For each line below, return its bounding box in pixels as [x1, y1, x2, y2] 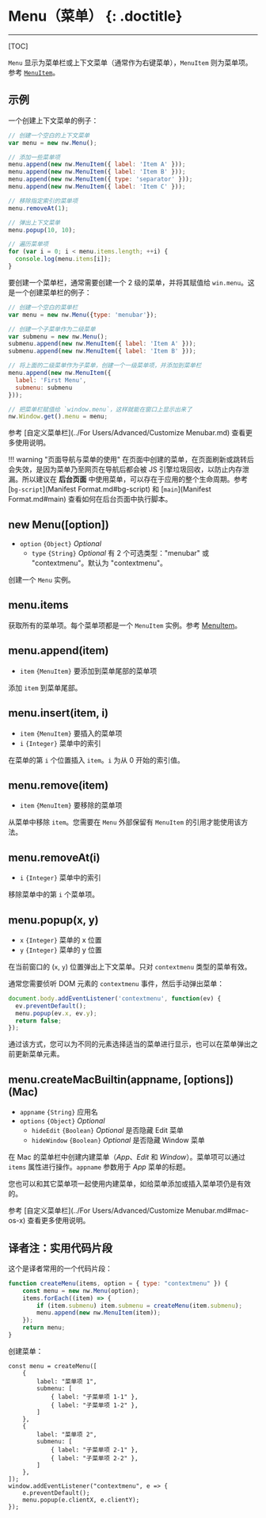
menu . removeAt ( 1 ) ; [8, 204, 69, 212]
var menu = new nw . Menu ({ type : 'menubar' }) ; [8, 311, 158, 319]
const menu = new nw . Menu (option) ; [22, 1287, 140, 1294]
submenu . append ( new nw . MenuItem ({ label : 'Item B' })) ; [8, 347, 196, 355]
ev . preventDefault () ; [15, 1002, 87, 1010]
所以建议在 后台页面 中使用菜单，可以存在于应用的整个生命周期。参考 [21, 475, 248, 484]
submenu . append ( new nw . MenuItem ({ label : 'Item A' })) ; [8, 340, 196, 348]
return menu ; [22, 1324, 66, 1332]
